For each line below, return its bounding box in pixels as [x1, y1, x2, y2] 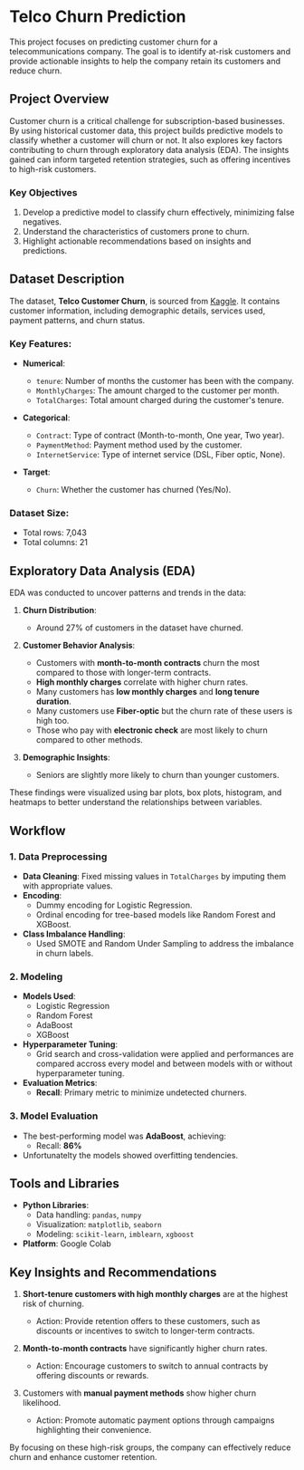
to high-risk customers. [9, 163, 97, 174]
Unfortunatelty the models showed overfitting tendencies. [22, 1149, 238, 1160]
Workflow [9, 822, 66, 839]
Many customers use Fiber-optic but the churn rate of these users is [35, 706, 293, 716]
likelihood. [22, 1398, 62, 1408]
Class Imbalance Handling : [22, 928, 126, 939]
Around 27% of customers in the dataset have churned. [35, 622, 244, 633]
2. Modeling [9, 970, 63, 983]
